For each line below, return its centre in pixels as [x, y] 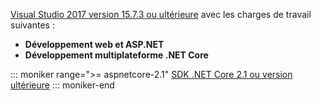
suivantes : [32, 25]
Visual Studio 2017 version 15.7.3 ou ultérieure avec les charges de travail [161, 14]
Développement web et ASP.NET [94, 44]
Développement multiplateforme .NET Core [116, 55]
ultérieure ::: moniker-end [62, 85]
